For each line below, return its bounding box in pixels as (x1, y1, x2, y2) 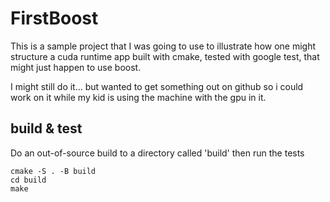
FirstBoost (10, 7, 99, 30)
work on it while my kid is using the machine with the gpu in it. (10, 91, 267, 103)
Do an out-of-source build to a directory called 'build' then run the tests (10, 147, 305, 159)
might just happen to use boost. (10, 61, 142, 73)
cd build (10, 175, 47, 185)
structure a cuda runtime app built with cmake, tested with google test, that (10, 50, 320, 62)
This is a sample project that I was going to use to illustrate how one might (10, 40, 317, 52)
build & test (10, 120, 83, 137)
